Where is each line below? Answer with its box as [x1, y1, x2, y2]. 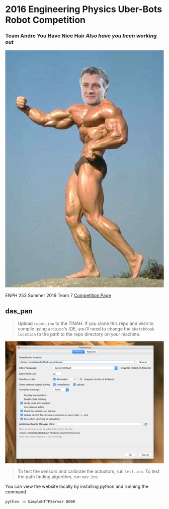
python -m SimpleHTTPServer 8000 [5, 499, 75, 504]
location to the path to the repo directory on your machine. [17, 331, 141, 337]
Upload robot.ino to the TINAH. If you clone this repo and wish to [17, 320, 154, 326]
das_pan [5, 307, 33, 316]
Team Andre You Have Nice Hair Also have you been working [5, 32, 157, 39]
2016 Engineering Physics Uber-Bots [5, 4, 162, 15]
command [5, 489, 26, 495]
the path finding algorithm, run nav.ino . [17, 474, 99, 480]
